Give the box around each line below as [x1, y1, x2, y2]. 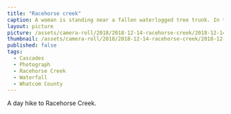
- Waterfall [13, 73, 48, 81]
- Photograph [13, 61, 51, 68]
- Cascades [13, 55, 45, 62]
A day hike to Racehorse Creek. [7, 99, 97, 107]
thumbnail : [7, 36, 38, 43]
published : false [7, 42, 57, 49]
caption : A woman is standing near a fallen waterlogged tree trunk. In [7, 16, 220, 23]
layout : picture [7, 23, 54, 30]
